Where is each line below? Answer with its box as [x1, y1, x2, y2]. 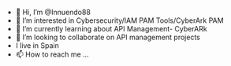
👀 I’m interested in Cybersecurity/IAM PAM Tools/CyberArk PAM [15, 16, 224, 25]
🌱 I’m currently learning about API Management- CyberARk [15, 24, 207, 33]
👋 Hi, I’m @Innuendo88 [15, 8, 91, 16]
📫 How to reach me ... [15, 49, 89, 59]
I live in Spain [15, 41, 59, 50]
